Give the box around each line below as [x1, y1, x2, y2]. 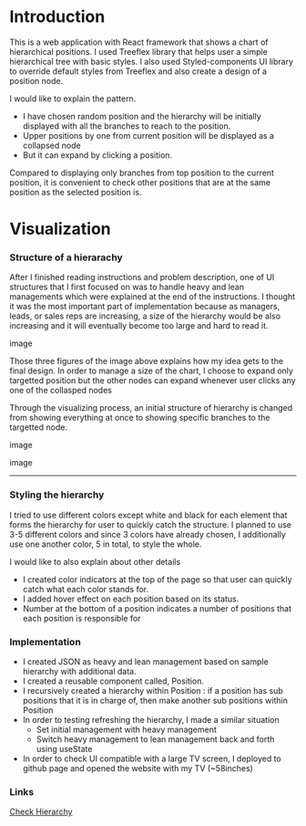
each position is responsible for [22, 612, 141, 623]
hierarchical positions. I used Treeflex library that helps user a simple [9, 46, 269, 57]
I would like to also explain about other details [9, 556, 181, 567]
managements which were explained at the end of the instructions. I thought [9, 291, 296, 302]
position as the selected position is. [9, 186, 142, 197]
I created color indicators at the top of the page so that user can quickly [22, 573, 293, 585]
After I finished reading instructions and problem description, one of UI [9, 272, 275, 283]
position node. [9, 75, 64, 86]
